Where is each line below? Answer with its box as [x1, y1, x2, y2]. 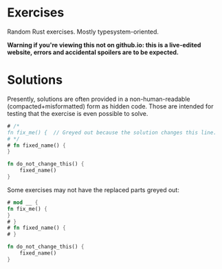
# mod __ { [7, 199, 38, 206]
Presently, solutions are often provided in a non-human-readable [7, 95, 190, 103]
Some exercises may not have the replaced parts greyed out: [7, 185, 180, 194]
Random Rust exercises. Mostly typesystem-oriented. [7, 27, 159, 36]
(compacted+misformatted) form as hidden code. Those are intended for [7, 102, 214, 110]
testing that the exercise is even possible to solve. [7, 109, 148, 117]
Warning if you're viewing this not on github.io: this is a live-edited [7, 40, 201, 49]
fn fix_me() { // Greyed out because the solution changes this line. [7, 129, 217, 136]
